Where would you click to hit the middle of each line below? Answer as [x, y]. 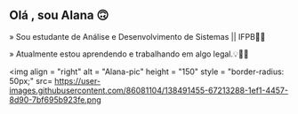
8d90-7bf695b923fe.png [56, 99]
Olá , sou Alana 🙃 [59, 15]
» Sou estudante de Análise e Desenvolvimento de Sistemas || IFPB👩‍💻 [137, 36]
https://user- [77, 80]
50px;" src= [31, 80]
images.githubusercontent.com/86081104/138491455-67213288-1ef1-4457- [149, 90]
